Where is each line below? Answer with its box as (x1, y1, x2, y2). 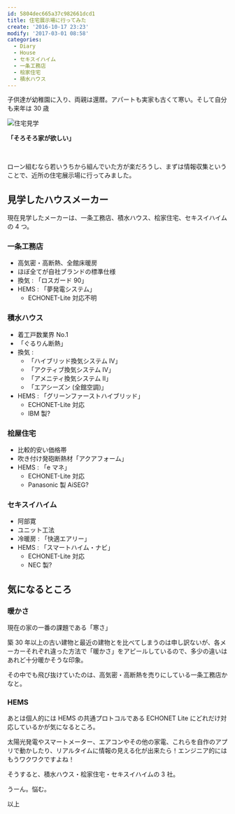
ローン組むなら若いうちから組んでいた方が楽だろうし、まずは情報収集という (7, 163, 227, 171)
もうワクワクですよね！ (7, 755, 75, 764)
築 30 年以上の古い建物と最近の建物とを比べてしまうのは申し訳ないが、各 (7, 638, 220, 647)
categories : (7, 36, 42, 43)
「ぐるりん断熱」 (17, 339, 67, 347)
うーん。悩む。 (7, 785, 50, 794)
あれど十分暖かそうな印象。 (7, 656, 87, 664)
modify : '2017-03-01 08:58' (7, 29, 90, 37)
